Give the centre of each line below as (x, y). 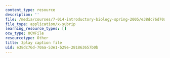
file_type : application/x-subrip (40, 24)
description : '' (22, 15)
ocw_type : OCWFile (25, 33)
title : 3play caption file (34, 43)
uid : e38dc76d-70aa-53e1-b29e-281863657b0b (52, 47)
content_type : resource (30, 10)
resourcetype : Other (27, 38)
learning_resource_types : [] (36, 29)
